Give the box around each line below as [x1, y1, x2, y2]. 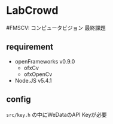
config [6, 94, 31, 105]
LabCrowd [6, 4, 59, 17]
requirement [6, 42, 54, 52]
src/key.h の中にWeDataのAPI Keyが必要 [6, 111, 108, 118]
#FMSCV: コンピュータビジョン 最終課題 [6, 24, 106, 31]
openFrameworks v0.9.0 [14, 58, 75, 65]
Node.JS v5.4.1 [14, 77, 52, 84]
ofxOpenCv [23, 70, 53, 78]
